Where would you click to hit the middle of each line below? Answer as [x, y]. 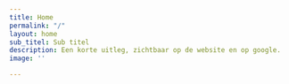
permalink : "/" [37, 26]
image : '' [28, 58]
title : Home [31, 17]
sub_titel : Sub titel [50, 42]
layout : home [33, 34]
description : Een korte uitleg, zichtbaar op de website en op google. [145, 50]
